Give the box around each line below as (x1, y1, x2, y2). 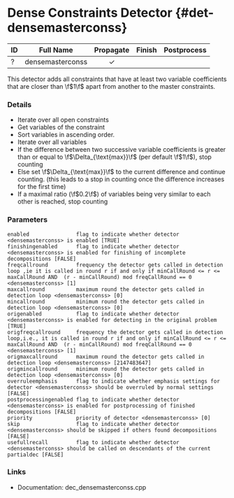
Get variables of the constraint (17, 123, 105, 131)
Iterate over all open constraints (17, 115, 110, 124)
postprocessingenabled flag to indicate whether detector (7, 396, 180, 403)
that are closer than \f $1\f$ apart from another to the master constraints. (7, 82, 216, 90)
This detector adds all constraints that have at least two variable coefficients (7, 75, 227, 83)
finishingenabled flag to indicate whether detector (7, 243, 180, 250)
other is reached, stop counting (17, 197, 108, 206)
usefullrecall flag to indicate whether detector (7, 439, 180, 446)
